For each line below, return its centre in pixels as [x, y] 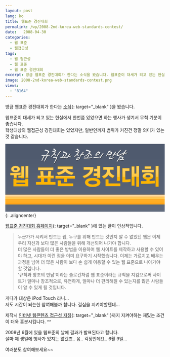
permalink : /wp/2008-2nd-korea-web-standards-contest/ [64, 27]
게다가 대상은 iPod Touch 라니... [37, 298]
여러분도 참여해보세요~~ [29, 349]
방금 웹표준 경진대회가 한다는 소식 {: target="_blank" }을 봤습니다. [70, 106]
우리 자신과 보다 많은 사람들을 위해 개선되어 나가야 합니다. [74, 243]
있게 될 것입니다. [50, 287]
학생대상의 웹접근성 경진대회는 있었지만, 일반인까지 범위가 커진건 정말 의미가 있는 [85, 130]
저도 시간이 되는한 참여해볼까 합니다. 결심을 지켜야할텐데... [62, 304]
